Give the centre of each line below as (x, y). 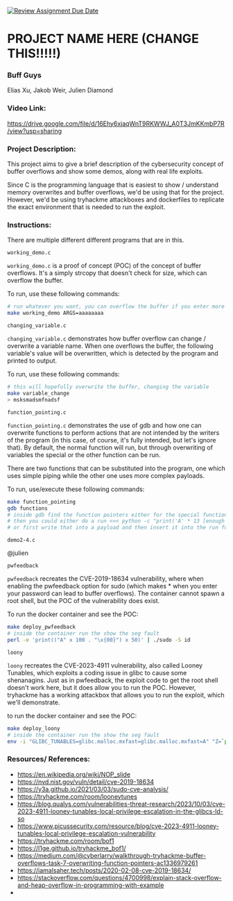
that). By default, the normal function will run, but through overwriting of (110, 447)
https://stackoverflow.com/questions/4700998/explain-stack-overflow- (119, 877)
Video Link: (27, 108)
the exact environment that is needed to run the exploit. (86, 207)
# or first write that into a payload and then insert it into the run (113, 528)
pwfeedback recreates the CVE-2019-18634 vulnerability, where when (106, 579)
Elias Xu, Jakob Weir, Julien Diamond (60, 90)
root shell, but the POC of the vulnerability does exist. (84, 601)
